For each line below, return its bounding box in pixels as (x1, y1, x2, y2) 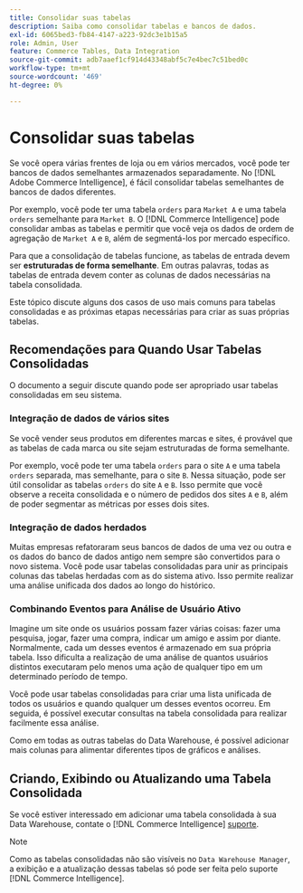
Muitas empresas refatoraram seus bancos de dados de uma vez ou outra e (9, 541, 292, 552)
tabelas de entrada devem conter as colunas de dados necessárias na (9, 269, 271, 280)
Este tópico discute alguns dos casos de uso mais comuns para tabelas (9, 296, 276, 308)
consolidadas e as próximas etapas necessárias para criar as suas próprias (9, 306, 289, 317)
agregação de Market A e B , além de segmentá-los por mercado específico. (9, 233, 290, 243)
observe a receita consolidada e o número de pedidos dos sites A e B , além (9, 489, 289, 499)
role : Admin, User (9, 38, 79, 48)
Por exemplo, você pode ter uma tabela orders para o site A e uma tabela (9, 460, 280, 470)
